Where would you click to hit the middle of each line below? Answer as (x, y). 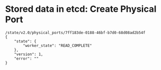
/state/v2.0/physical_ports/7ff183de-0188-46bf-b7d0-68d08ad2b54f (75, 33)
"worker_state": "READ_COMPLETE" (58, 45)
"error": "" (26, 58)
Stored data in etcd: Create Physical (81, 9)
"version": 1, (29, 54)
